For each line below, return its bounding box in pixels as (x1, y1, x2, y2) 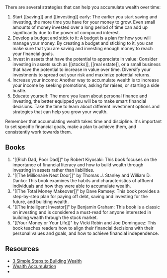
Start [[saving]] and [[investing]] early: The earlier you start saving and (12, 14, 158, 19)
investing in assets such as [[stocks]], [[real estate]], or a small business (12, 62, 161, 67)
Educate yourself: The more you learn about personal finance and (12, 93, 148, 99)
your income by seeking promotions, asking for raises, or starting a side (12, 82, 160, 88)
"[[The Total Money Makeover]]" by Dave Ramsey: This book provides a (12, 188, 160, 194)
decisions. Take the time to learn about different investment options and (12, 104, 160, 109)
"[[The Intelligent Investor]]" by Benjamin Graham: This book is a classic (12, 204, 160, 210)
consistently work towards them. (5, 129, 72, 135)
